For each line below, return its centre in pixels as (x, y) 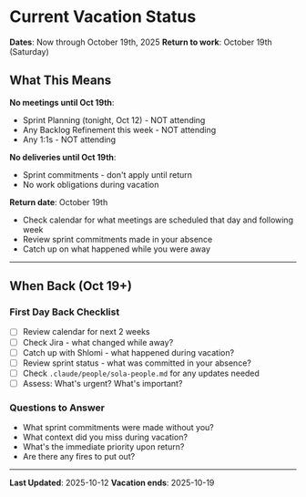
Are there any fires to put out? (79, 457)
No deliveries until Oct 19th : (63, 157)
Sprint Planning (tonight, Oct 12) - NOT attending (114, 119)
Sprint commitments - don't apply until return (107, 174)
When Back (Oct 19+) (71, 286)
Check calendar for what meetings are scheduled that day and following (158, 220)
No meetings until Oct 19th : (62, 102)
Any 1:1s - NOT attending (69, 140)
